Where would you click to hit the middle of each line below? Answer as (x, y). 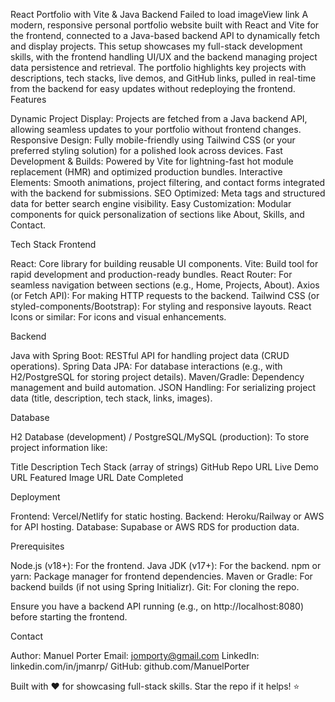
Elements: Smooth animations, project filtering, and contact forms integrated (168, 182)
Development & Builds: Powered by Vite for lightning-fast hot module (152, 161)
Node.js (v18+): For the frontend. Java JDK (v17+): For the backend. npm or (166, 565)
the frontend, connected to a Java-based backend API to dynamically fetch (165, 35)
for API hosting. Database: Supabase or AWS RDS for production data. (155, 527)
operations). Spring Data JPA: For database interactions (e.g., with (146, 366)
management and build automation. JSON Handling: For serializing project (163, 387)
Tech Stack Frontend (53, 244)
